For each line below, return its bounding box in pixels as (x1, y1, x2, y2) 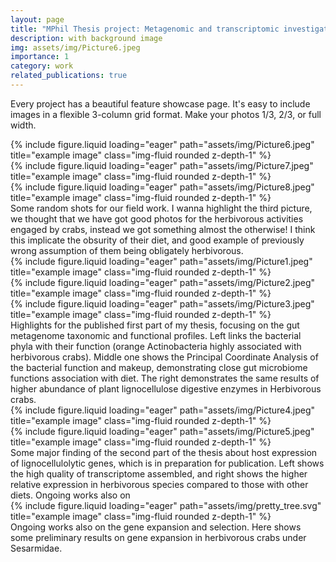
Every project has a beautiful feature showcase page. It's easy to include (10, 97, 311, 110)
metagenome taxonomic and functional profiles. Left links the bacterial (10, 329, 302, 341)
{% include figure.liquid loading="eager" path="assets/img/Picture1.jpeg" (10, 255, 313, 267)
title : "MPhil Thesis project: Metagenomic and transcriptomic (10, 24, 280, 34)
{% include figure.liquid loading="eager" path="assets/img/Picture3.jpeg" (10, 297, 315, 310)
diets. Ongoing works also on (10, 489, 131, 501)
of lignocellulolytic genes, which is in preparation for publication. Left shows (10, 457, 325, 469)
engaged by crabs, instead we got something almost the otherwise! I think (10, 223, 316, 235)
